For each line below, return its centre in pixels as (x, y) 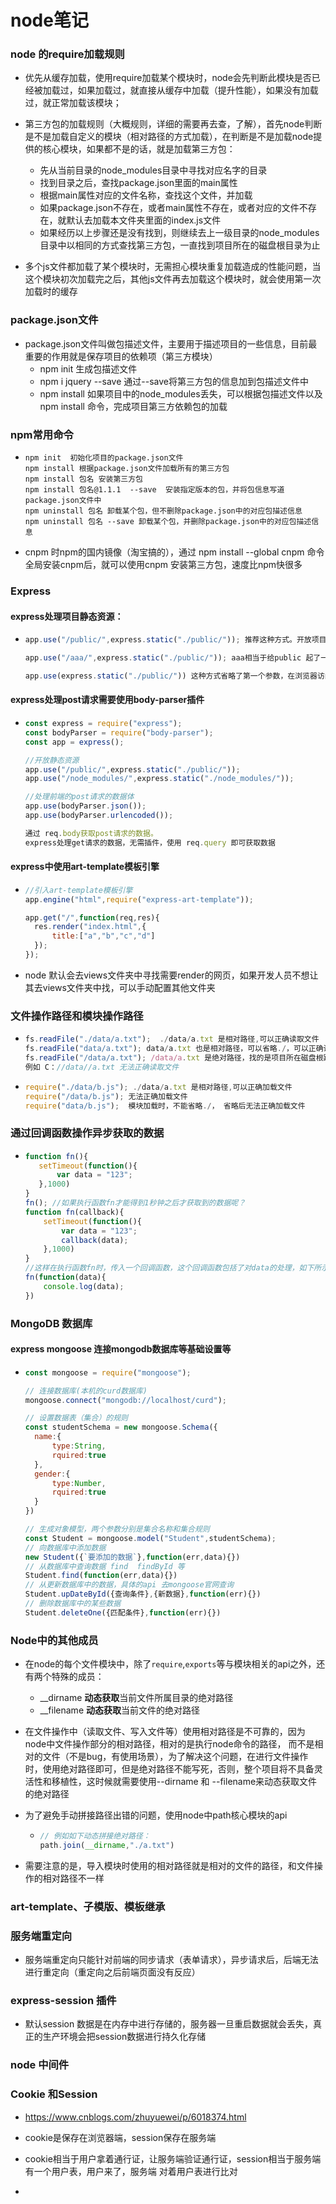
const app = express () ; (74, 742)
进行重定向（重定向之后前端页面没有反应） (112, 1972)
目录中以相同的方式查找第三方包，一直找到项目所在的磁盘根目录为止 (180, 245)
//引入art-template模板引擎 (78, 890)
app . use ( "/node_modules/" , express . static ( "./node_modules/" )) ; (159, 779)
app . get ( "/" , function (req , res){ (92, 917)
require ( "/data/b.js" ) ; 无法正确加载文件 (106, 1096)
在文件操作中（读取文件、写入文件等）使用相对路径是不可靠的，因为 (165, 1732)
